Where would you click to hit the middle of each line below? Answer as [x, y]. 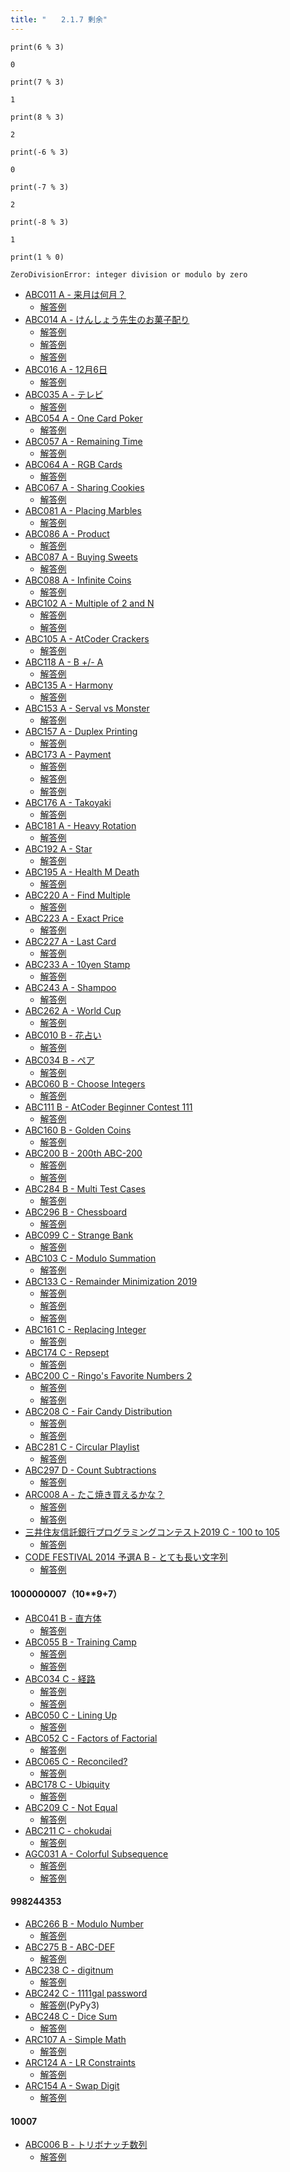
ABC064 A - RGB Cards [73, 464]
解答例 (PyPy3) [69, 2005]
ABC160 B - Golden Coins [78, 1130]
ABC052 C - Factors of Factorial [91, 1738]
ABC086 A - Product [67, 533]
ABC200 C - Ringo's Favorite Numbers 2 [108, 1375]
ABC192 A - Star [58, 848]
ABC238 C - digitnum [69, 1970]
